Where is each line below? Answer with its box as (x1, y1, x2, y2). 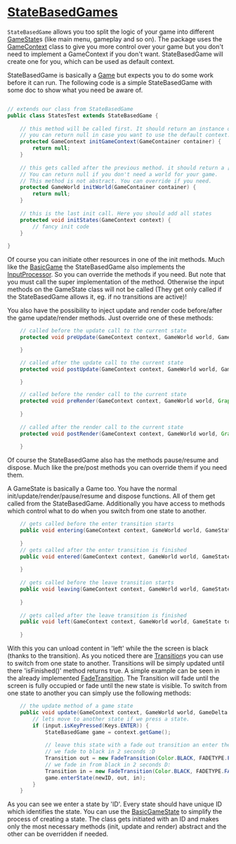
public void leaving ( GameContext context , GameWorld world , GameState (20, 586, 231, 593)
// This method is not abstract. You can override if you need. (20, 177, 212, 185)
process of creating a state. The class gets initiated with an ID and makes (7, 815, 219, 824)
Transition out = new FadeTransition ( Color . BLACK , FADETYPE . (44, 755, 228, 762)
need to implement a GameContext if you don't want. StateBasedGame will (7, 50, 223, 58)
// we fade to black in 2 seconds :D (44, 749, 156, 756)
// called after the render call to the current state (20, 423, 184, 430)
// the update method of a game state (20, 703, 133, 710)
